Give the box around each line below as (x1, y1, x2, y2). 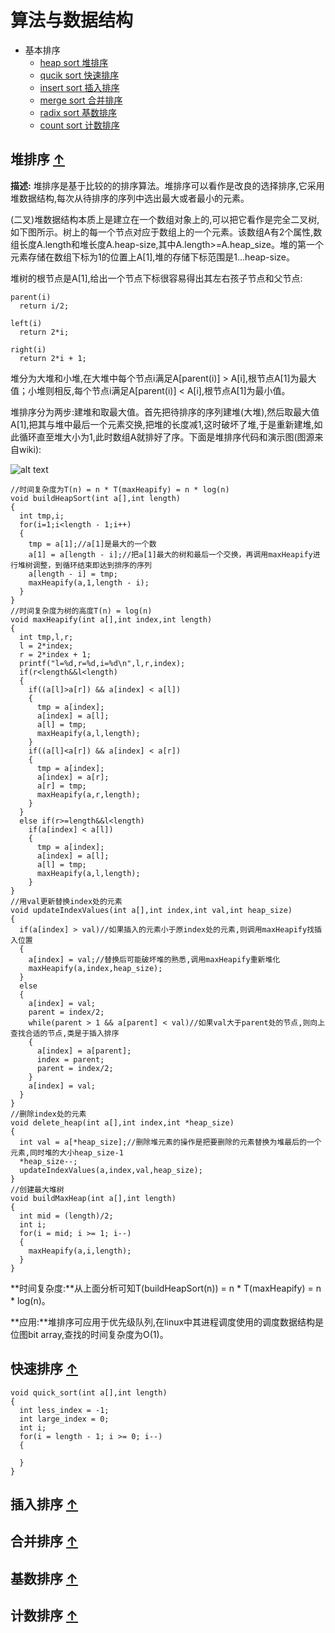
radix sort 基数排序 (39, 106, 118, 118)
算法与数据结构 (10, 9, 134, 32)
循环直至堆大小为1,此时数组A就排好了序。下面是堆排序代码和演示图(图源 (18, 431, 315, 443)
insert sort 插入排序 (39, 81, 120, 93)
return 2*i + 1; (19, 353, 87, 363)
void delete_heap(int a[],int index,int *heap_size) (10, 1117, 235, 1128)
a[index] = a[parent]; (36, 1046, 132, 1056)
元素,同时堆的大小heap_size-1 (10, 1147, 125, 1158)
